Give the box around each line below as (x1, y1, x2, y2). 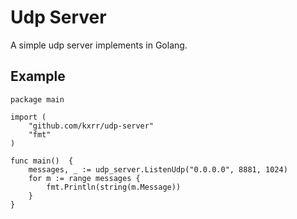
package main (10, 94, 65, 105)
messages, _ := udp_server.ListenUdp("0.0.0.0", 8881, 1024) (28, 164, 288, 175)
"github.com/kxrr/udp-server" (28, 121, 155, 131)
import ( (10, 112, 47, 122)
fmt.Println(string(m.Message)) (46, 182, 182, 192)
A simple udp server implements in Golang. (10, 39, 188, 51)
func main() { (10, 156, 74, 166)
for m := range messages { (28, 173, 141, 183)
